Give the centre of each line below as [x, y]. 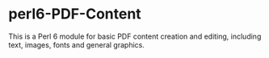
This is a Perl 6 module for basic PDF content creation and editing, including [135, 36]
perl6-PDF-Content [75, 14]
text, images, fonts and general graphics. [77, 44]
